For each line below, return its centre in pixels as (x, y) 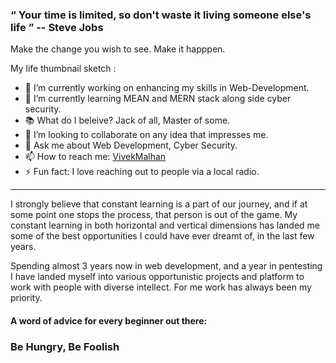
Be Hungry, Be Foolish (65, 346)
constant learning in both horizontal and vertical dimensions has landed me (165, 225)
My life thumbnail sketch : (63, 69)
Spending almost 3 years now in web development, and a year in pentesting (166, 266)
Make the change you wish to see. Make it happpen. (118, 49)
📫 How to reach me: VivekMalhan (95, 157)
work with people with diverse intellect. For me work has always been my (161, 287)
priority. (26, 298)
